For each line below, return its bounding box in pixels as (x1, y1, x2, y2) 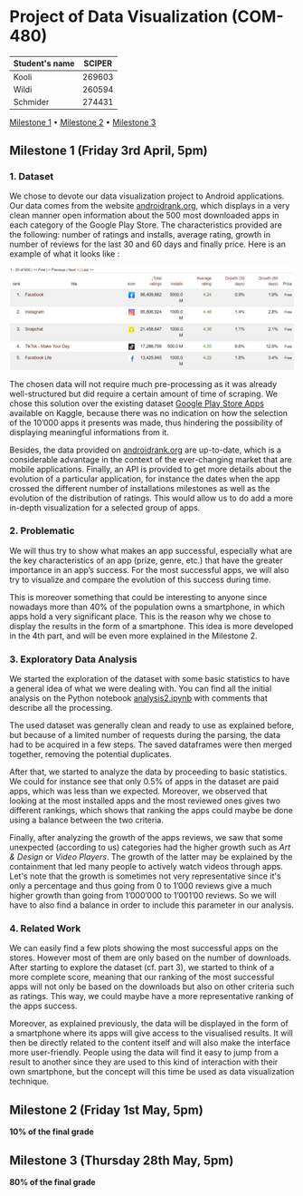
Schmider (13, 97, 50, 108)
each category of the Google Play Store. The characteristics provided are (9, 219, 282, 230)
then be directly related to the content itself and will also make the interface (9, 1037, 291, 1048)
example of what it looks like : (9, 248, 120, 259)
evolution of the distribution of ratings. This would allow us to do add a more (9, 492, 294, 503)
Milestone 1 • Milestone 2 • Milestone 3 (9, 116, 156, 128)
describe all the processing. (9, 703, 113, 714)
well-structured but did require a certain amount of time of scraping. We (9, 388, 279, 399)
